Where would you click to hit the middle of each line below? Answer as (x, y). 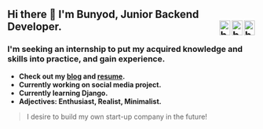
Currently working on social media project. (90, 84)
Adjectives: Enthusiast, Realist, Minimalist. (90, 101)
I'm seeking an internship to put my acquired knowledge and (125, 50)
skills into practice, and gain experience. (86, 59)
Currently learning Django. (63, 93)
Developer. (35, 27)
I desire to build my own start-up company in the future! (117, 116)
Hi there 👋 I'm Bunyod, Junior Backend (103, 15)
